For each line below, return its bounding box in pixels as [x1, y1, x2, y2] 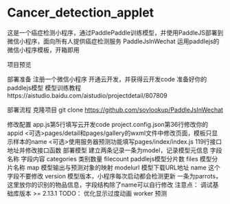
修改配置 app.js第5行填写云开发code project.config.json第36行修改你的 [7, 120, 208, 128]
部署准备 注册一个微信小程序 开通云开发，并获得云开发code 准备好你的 [7, 74, 207, 83]
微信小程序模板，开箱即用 [7, 45, 80, 54]
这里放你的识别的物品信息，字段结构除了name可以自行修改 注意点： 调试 [7, 181, 213, 189]
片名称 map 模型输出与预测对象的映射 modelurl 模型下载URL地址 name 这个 [7, 163, 221, 172]
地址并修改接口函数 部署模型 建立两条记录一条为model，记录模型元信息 [7, 146, 209, 154]
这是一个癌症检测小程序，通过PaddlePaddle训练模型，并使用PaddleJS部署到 [7, 28, 224, 37]
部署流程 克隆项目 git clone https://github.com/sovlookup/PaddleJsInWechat [7, 105, 223, 114]
